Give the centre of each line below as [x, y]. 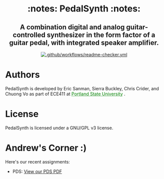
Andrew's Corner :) [46, 148]
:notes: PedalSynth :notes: [84, 9]
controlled [29, 35]
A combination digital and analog [72, 27]
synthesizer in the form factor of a [101, 35]
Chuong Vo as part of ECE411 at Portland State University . [65, 94]
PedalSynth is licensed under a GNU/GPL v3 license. [59, 128]
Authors [22, 75]
